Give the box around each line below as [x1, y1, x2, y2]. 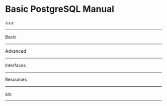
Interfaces [5, 62, 26, 68]
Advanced [5, 48, 26, 54]
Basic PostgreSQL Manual [5, 3, 114, 15]
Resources [5, 76, 27, 82]
